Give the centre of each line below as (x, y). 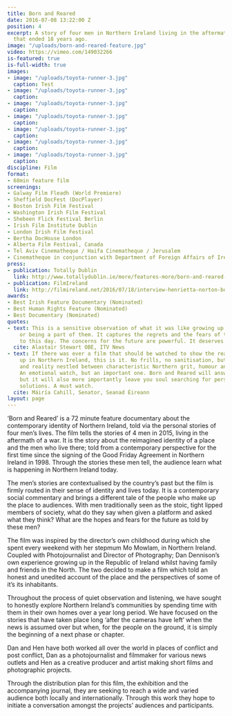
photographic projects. (40, 670)
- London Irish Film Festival (51, 232)
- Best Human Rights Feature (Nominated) (68, 309)
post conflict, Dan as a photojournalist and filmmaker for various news (107, 655)
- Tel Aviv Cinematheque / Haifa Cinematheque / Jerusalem (94, 251)
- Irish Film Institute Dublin (52, 225)
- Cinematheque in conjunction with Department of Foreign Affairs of (111, 258)
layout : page (26, 399)
